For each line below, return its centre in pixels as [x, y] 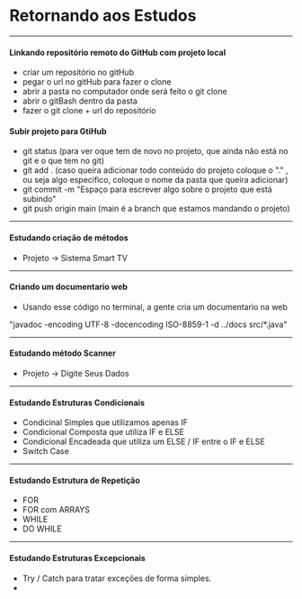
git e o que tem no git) [63, 161]
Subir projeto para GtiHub [58, 131]
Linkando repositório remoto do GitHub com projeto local [118, 52]
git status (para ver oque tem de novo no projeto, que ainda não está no [155, 151]
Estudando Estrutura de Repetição [75, 480]
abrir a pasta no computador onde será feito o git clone [124, 92]
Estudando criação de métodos [69, 237]
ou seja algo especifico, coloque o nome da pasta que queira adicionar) [155, 180]
